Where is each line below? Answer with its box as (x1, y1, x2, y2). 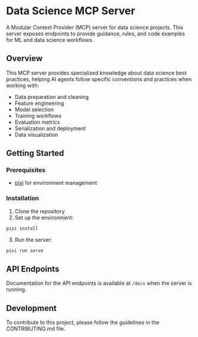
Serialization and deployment (14, 124, 86, 131)
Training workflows (14, 112, 62, 119)
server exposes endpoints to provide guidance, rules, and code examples (6, 30, 185, 37)
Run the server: (14, 236, 53, 243)
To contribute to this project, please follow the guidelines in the (6, 319, 160, 326)
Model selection (14, 105, 54, 113)
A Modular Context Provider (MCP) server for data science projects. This (6, 24, 183, 31)
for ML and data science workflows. (6, 36, 94, 43)
